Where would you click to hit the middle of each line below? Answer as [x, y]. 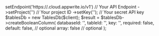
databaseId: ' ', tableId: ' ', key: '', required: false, [106, 23]
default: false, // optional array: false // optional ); [56, 28]
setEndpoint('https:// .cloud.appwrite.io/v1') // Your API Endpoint [71, 7]
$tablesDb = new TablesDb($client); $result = [52, 17]
